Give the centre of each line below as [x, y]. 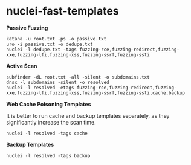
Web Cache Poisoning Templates [49, 104]
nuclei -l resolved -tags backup [48, 155]
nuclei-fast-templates [63, 11]
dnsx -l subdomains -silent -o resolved [58, 82]
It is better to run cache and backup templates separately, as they [88, 115]
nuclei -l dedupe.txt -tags [42, 50]
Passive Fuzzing [27, 28]
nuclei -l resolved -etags [40, 88]
